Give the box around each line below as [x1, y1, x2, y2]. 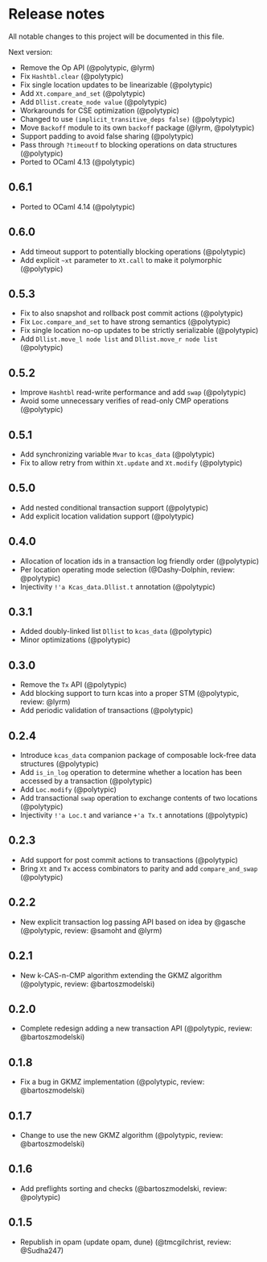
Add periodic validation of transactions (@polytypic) [19, 706, 194, 715]
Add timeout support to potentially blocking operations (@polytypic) [19, 247, 246, 256]
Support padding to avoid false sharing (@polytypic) [19, 131, 195, 141]
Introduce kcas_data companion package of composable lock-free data [19, 751, 257, 760]
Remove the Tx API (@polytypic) [19, 680, 127, 689]
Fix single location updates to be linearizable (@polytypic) [19, 80, 213, 90]
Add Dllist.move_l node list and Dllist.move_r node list [19, 334, 219, 344]
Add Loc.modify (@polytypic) [19, 785, 117, 794]
